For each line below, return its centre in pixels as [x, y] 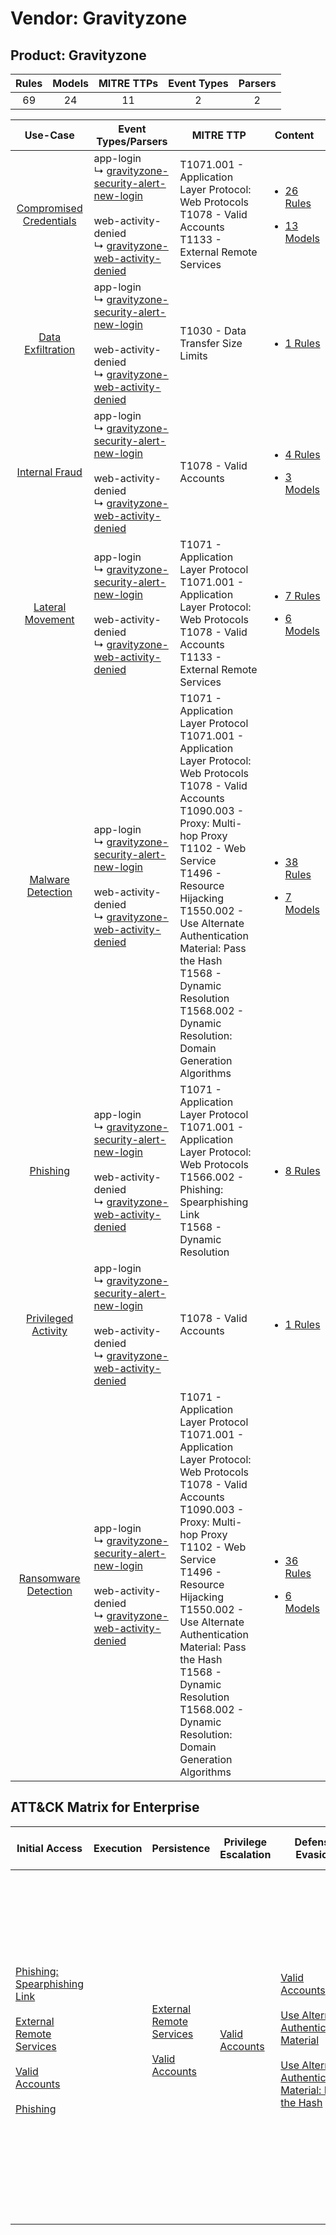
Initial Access [49, 1848]
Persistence [181, 1848]
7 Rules [302, 595]
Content [294, 135]
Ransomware [49, 1578]
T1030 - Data [213, 330]
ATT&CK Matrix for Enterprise [105, 1807]
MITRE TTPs [128, 83]
